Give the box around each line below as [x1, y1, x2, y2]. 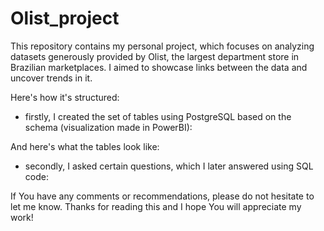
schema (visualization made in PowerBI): [24, 121, 193, 133]
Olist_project [10, 7, 120, 30]
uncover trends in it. [10, 72, 93, 84]
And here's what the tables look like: [10, 140, 160, 152]
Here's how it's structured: [10, 91, 120, 103]
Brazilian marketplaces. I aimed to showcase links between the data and [10, 61, 308, 73]
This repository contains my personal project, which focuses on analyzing [10, 40, 315, 52]
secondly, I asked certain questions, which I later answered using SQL [24, 160, 314, 172]
